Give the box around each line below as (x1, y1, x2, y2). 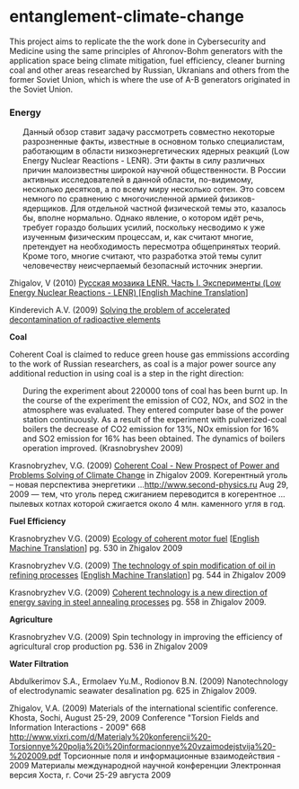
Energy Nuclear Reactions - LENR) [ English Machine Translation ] (9, 288, 249, 298)
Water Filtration (9, 659, 69, 669)
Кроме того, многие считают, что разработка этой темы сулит (22, 251, 262, 262)
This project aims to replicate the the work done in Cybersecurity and (9, 36, 267, 47)
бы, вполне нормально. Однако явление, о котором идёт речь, (22, 213, 265, 224)
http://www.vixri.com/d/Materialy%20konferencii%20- (9, 731, 212, 742)
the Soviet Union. (9, 84, 74, 94)
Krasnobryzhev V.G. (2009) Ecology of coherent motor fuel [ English (9, 533, 260, 545)
